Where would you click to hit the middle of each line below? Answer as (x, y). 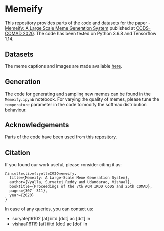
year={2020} (22, 195)
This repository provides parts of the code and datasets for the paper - (78, 23)
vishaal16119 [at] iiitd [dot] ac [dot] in (50, 224)
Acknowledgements (37, 125)
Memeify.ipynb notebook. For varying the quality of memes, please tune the (82, 99)
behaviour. (16, 110)
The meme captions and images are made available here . (64, 66)
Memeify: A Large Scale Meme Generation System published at (70, 28)
